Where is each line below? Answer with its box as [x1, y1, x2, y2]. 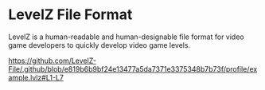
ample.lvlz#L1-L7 [8, 72, 64, 82]
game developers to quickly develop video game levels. [8, 40, 191, 49]
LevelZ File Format [8, 6, 133, 24]
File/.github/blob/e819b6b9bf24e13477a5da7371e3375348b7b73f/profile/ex [8, 64, 258, 73]
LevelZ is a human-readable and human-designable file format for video [8, 32, 244, 41]
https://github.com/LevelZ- [8, 56, 97, 65]
